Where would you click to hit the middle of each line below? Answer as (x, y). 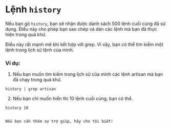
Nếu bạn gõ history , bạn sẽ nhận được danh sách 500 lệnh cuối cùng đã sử (85, 24)
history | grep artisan (31, 89)
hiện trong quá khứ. (26, 34)
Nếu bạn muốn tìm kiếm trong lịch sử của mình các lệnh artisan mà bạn (88, 74)
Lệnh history (33, 9)
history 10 (17, 108)
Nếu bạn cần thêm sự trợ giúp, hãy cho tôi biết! (59, 121)
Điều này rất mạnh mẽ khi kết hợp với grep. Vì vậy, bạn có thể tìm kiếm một (84, 44)
